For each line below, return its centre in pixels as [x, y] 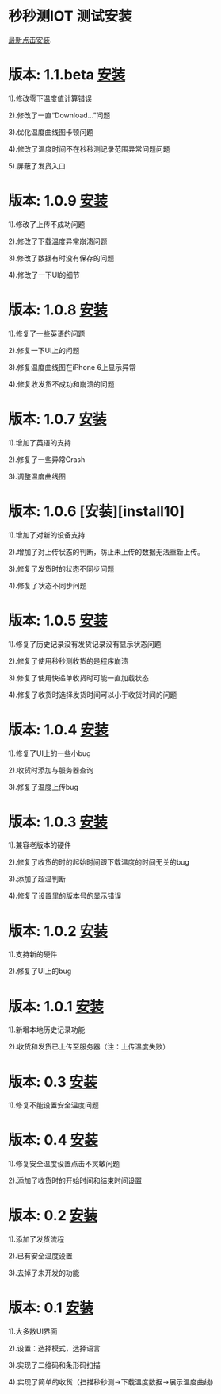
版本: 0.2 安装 [53, 1216]
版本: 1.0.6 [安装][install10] [96, 511]
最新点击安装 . [30, 40]
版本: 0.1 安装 [51, 1308]
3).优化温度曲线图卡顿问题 [51, 132]
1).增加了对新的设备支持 [47, 535]
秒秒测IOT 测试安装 [70, 16]
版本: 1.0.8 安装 [58, 310]
